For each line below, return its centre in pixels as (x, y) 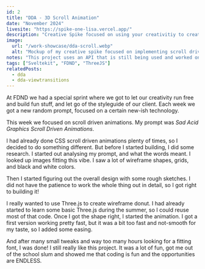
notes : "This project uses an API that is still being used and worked (99, 57)
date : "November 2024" (35, 23)
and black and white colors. (41, 167)
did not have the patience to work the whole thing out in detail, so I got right (102, 185)
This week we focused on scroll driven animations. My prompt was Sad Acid (103, 122)
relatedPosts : (24, 69)
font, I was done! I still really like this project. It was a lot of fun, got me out (100, 248)
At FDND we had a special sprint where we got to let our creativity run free (100, 98)
